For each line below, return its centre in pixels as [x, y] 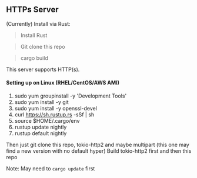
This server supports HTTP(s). [43, 69]
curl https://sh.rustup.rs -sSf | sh [54, 115]
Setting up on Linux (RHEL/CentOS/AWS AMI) [63, 83]
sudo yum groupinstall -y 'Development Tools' [71, 96]
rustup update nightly [41, 127]
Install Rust [34, 35]
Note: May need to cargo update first [51, 169]
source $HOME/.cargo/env [47, 121]
